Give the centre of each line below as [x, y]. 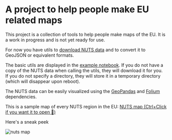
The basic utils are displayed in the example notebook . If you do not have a [84, 65]
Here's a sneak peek [27, 122]
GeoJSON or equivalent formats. [40, 55]
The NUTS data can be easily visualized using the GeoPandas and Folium [83, 91]
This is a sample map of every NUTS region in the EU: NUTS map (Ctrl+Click [86, 106]
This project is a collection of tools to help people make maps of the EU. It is [85, 34]
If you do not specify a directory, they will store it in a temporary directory [83, 76]
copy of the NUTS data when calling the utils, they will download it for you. [84, 71]
